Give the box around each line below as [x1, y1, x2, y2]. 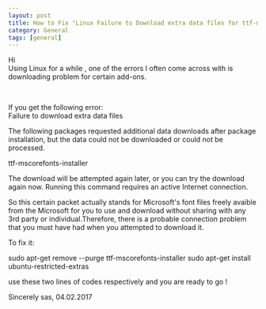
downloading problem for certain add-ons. [8, 72, 146, 81]
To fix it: [8, 238, 35, 247]
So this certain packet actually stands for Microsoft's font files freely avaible [8, 198, 257, 207]
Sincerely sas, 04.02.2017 [8, 292, 93, 302]
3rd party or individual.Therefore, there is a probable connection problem [8, 214, 247, 224]
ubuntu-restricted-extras [8, 262, 89, 271]
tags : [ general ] [8, 33, 62, 42]
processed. [8, 143, 45, 153]
